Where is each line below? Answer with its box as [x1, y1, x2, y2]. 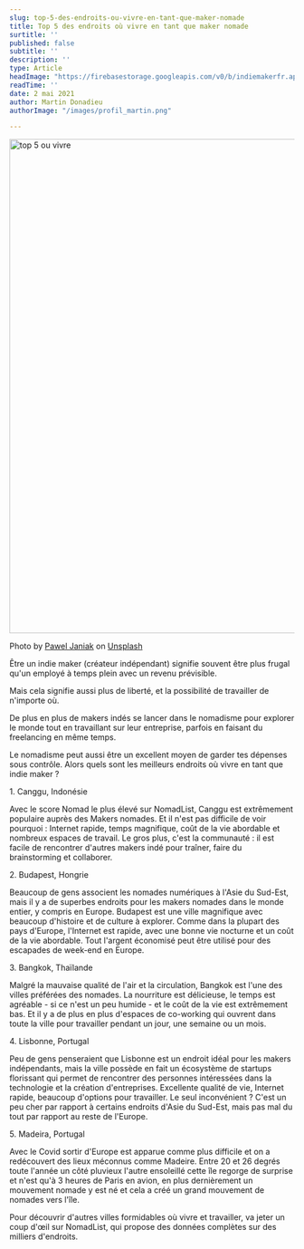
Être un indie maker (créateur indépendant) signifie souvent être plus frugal [9, 658, 290, 669]
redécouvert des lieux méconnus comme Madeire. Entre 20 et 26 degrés [9, 1156, 280, 1167]
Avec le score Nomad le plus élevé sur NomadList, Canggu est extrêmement [9, 803, 294, 815]
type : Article [9, 64, 63, 73]
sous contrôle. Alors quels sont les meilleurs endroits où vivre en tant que [9, 759, 283, 770]
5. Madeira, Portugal [9, 1129, 86, 1139]
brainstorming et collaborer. [9, 852, 113, 863]
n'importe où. [9, 695, 60, 706]
